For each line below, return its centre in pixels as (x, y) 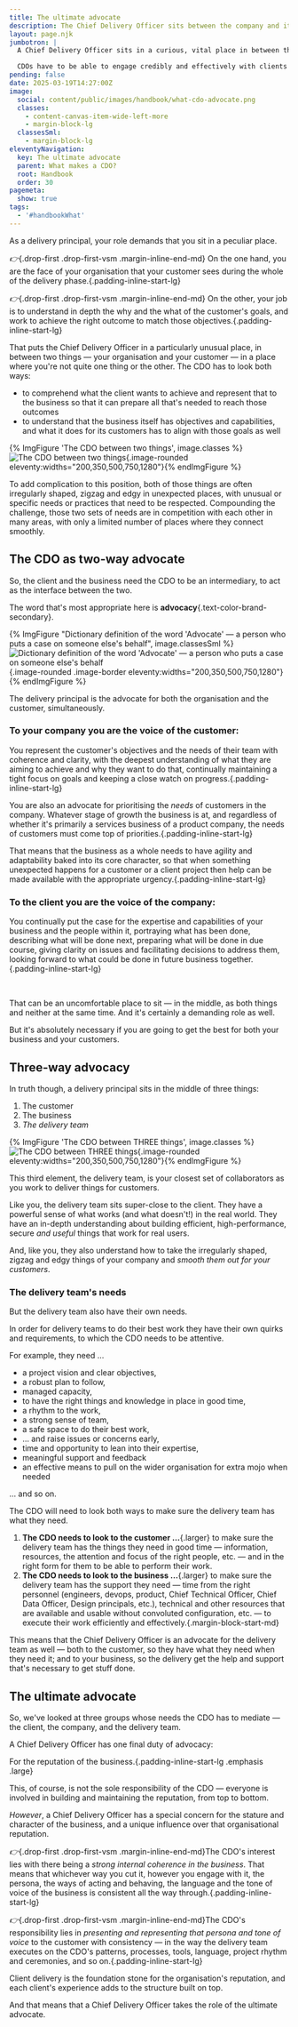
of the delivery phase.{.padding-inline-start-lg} (95, 280)
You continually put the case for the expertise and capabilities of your (136, 922)
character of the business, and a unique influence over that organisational (144, 1824)
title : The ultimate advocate (65, 17)
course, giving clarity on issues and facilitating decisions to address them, (145, 950)
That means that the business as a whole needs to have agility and (131, 851)
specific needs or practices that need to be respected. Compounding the (142, 502)
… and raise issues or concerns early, (90, 1439)
